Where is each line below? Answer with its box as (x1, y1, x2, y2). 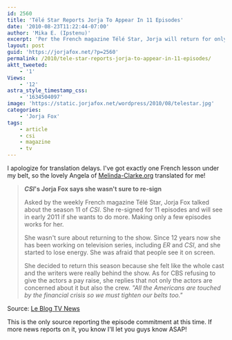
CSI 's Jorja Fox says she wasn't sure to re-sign (23, 185, 162, 193)
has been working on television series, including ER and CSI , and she (23, 241, 221, 249)
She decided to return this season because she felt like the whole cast (23, 262, 224, 270)
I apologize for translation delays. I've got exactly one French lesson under (7, 164, 220, 172)
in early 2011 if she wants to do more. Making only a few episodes (23, 213, 212, 221)
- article (19, 126, 48, 133)
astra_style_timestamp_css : (7, 87, 88, 94)
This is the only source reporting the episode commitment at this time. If (7, 318, 213, 325)
